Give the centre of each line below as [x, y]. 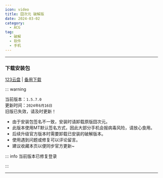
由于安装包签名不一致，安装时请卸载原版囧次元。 [61, 121]
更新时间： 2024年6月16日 [29, 105]
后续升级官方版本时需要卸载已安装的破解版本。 [59, 133]
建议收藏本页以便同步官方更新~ [43, 146]
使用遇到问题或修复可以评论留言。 [46, 140]
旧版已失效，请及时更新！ [31, 111]
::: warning [16, 89]
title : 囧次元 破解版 [25, 14]
